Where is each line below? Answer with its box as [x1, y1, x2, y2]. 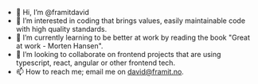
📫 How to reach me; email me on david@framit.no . [15, 67, 185, 76]
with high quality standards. [15, 25, 107, 33]
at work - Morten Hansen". [15, 41, 104, 51]
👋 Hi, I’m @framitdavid [15, 8, 89, 17]
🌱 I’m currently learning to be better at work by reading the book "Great [15, 32, 251, 42]
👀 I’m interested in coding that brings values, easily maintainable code [15, 16, 245, 25]
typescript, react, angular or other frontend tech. [15, 58, 176, 67]
